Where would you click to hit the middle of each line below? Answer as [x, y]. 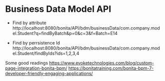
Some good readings [27, 63]
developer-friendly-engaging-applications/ [49, 73]
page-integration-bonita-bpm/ [36, 68]
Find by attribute [29, 23]
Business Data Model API [58, 9]
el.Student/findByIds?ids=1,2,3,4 [46, 53]
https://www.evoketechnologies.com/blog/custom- [102, 63]
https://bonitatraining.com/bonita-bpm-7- [111, 68]
